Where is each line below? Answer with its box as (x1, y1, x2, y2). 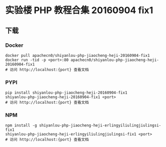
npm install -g (5, 123, 37, 128)
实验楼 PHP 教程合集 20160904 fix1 (5, 5, 153, 16)
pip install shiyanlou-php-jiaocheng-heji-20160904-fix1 (5, 90, 128, 96)
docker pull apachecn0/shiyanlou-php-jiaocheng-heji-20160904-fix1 (5, 53, 150, 58)
